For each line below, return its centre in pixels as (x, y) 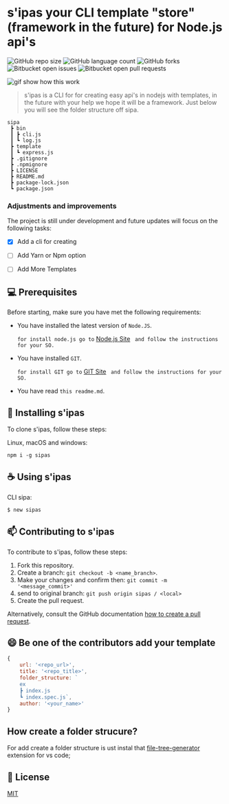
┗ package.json (32, 188)
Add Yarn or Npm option (52, 256)
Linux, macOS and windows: (47, 443)
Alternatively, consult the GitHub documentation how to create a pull (104, 614)
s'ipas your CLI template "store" (101, 13)
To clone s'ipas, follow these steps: (57, 429)
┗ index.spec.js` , (46, 697)
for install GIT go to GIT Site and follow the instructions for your (119, 372)
